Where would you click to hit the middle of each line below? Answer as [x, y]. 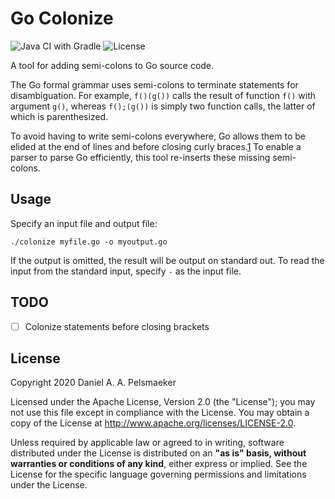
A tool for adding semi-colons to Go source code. [112, 65]
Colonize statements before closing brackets [117, 326]
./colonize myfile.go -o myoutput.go [89, 242]
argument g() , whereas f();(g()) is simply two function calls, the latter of [163, 106]
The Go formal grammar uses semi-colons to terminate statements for [154, 84]
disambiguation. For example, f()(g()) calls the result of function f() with [163, 95]
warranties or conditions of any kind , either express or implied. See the [159, 464]
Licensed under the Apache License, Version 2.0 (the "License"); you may [163, 402]
